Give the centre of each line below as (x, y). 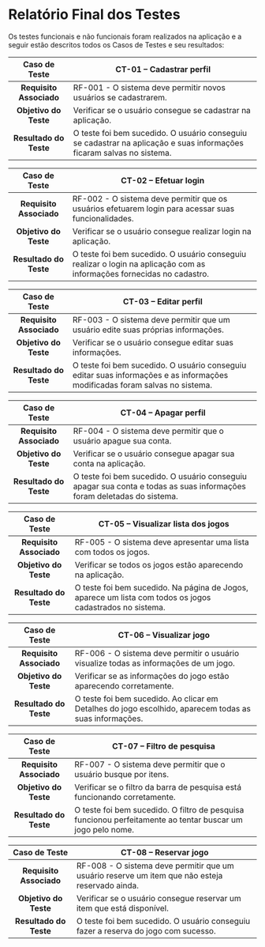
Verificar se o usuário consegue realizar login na (162, 231)
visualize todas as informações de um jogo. (155, 663)
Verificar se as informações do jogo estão (152, 676)
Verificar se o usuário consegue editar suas (153, 342)
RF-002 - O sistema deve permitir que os (150, 198)
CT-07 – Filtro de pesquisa (163, 746)
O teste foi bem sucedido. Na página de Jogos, (161, 587)
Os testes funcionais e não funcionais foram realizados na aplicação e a (125, 36)
